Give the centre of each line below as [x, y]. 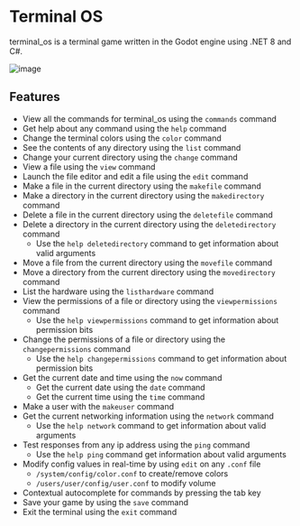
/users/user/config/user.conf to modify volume [126, 483]
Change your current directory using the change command [130, 157]
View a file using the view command [89, 166]
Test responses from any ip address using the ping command [136, 445]
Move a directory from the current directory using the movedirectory [149, 272]
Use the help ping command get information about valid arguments [161, 454]
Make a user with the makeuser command [98, 406]
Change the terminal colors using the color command [122, 138]
